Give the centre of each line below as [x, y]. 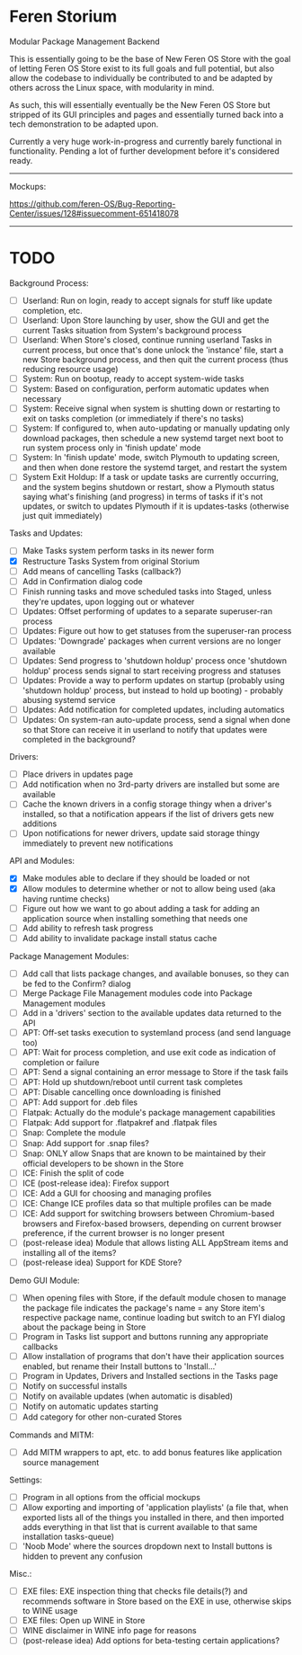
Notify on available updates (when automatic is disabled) [128, 1396]
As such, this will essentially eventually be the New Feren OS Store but [140, 104]
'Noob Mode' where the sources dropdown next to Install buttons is [147, 1546]
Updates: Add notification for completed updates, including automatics [153, 710]
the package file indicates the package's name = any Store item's [143, 1308]
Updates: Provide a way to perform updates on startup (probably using [153, 680]
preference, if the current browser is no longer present [123, 1232]
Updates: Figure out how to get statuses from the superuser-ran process [157, 630]
